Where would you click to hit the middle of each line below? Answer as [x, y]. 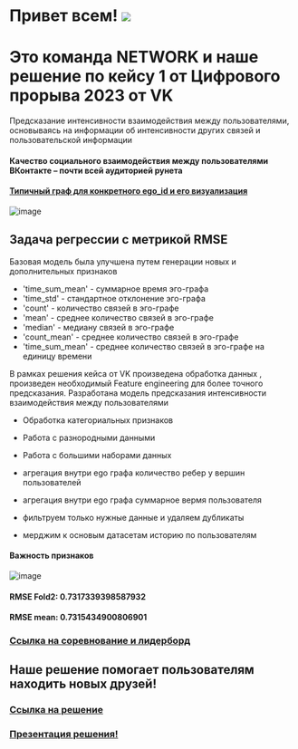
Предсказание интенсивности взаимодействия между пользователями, [149, 121]
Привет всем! [64, 16]
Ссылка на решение [57, 710]
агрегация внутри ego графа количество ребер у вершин [134, 473]
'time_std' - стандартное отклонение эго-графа [114, 298]
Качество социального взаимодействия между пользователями [139, 160]
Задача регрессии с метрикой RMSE [119, 240]
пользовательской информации [71, 140]
